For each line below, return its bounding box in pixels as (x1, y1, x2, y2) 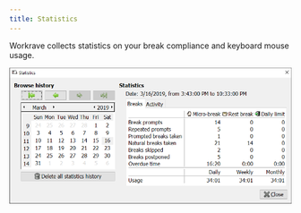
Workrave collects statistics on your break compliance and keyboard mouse (9, 40, 289, 51)
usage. (9, 49, 35, 60)
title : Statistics (9, 14, 78, 23)
